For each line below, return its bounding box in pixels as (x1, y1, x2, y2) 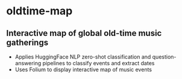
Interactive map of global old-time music (6, 28, 162, 38)
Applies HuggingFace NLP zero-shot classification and (14, 53, 151, 60)
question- (152, 53, 177, 60)
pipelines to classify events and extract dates (42, 60, 155, 66)
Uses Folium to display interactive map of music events (14, 66, 152, 73)
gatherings (6, 37, 49, 47)
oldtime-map (6, 4, 73, 18)
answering (14, 60, 42, 66)
